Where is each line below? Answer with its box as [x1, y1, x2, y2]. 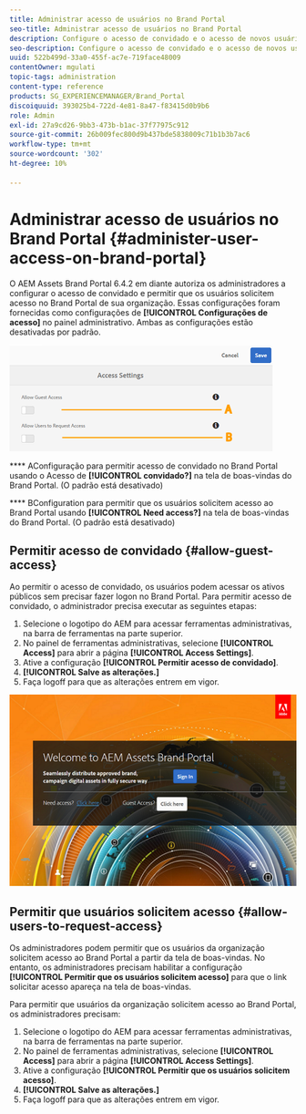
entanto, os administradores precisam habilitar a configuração [9, 962, 243, 973]
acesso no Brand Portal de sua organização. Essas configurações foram [9, 297, 280, 308]
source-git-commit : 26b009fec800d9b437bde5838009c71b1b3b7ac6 [9, 130, 250, 139]
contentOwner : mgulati [9, 63, 96, 72]
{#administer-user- [108, 228, 260, 249]
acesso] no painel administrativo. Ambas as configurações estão [9, 316, 253, 327]
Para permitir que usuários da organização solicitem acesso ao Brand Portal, [9, 999, 297, 1010]
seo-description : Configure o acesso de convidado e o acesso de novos [9, 44, 287, 53]
